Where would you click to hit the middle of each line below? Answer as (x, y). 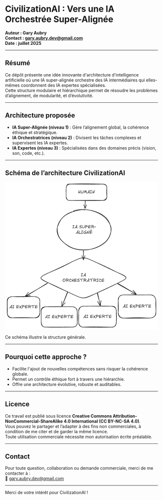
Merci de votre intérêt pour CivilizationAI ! (47, 493)
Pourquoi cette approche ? (46, 357)
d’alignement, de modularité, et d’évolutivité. (49, 96)
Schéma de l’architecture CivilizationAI (65, 173)
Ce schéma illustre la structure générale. (46, 337)
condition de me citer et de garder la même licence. (57, 431)
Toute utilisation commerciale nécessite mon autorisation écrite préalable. (79, 437)
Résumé (18, 63)
